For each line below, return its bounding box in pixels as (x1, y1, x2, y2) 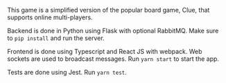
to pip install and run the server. (7, 34, 105, 42)
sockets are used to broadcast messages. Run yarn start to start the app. (7, 55, 220, 63)
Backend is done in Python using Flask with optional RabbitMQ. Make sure (7, 27, 219, 35)
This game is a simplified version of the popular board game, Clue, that (7, 6, 210, 14)
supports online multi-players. (7, 13, 93, 21)
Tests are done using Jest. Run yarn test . (7, 68, 127, 76)
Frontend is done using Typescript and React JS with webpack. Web (7, 48, 202, 55)
